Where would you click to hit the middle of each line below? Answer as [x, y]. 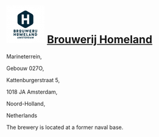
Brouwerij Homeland [100, 40]
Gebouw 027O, [25, 68]
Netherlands [22, 115]
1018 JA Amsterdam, [32, 92]
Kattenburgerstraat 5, [33, 80]
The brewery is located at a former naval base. [65, 127]
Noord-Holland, [26, 104]
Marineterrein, [24, 56]
